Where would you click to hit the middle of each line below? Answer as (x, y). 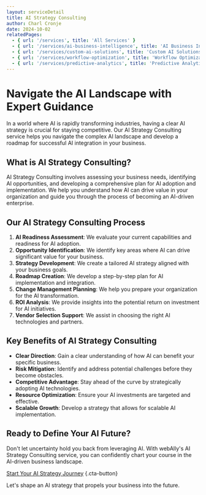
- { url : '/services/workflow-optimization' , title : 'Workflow (94, 58)
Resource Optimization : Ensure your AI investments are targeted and (103, 395)
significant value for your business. (59, 257)
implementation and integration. (55, 283)
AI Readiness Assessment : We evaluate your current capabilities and (103, 237)
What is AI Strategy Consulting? (69, 162)
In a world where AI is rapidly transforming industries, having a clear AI (96, 124)
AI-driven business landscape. (45, 461)
